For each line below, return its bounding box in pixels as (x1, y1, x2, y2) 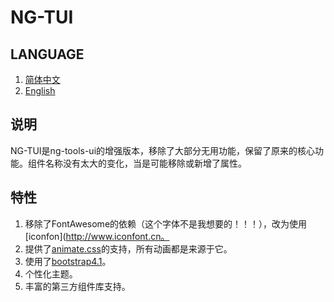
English (24, 85, 56, 96)
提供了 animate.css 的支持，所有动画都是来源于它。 (24, 242, 233, 255)
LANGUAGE (10, 46, 85, 63)
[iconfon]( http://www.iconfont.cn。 (24, 230, 170, 242)
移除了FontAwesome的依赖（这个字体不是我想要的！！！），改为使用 (24, 217, 308, 230)
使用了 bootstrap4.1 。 (24, 255, 112, 267)
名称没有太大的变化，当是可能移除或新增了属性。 (44, 157, 247, 169)
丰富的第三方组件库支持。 (24, 280, 131, 292)
